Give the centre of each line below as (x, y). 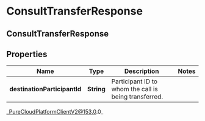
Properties (27, 54)
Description (142, 71)
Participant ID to (134, 81)
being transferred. (137, 97)
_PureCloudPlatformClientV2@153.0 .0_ (55, 112)
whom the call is (135, 89)
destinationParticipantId (45, 89)
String (96, 89)
